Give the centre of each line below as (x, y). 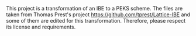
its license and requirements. (41, 27)
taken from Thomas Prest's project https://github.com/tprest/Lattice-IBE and (98, 15)
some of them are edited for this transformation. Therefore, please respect (96, 21)
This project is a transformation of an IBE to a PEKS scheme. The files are (94, 8)
